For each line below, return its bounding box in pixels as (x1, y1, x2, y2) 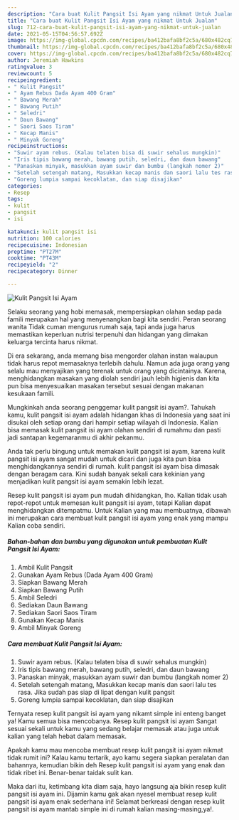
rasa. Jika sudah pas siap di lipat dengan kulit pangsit (17, 688, 175, 696)
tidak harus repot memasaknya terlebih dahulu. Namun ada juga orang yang (7, 358, 230, 367)
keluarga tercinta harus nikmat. (7, 337, 98, 346)
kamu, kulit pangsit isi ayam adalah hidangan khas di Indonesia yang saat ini (7, 410, 230, 419)
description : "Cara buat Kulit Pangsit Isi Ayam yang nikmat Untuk (7, 10, 212, 18)
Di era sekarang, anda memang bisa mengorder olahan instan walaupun (7, 351, 218, 360)
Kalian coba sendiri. (7, 521, 65, 530)
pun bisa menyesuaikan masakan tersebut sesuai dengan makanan (7, 381, 204, 390)
